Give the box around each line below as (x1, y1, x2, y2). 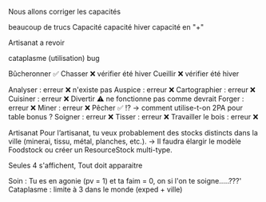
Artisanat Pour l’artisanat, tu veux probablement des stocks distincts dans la (8, 128, 258, 137)
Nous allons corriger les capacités (8, 7, 121, 16)
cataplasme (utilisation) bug (8, 54, 100, 63)
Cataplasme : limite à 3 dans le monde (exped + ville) (8, 184, 183, 194)
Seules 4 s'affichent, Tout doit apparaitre (8, 160, 143, 170)
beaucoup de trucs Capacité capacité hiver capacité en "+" (8, 22, 204, 31)
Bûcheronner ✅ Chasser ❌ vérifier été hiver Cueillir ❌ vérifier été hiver (8, 69, 240, 79)
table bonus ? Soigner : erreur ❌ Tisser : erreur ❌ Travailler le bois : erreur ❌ (8, 112, 259, 121)
